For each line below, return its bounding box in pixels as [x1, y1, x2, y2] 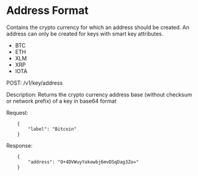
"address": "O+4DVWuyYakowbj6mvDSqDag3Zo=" [28, 158, 139, 165]
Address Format [6, 4, 89, 18]
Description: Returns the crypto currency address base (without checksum [6, 91, 193, 98]
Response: [6, 142, 33, 149]
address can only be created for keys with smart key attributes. [6, 30, 164, 37]
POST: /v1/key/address [6, 79, 63, 86]
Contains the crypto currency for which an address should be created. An [6, 24, 190, 31]
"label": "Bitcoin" [28, 126, 77, 132]
